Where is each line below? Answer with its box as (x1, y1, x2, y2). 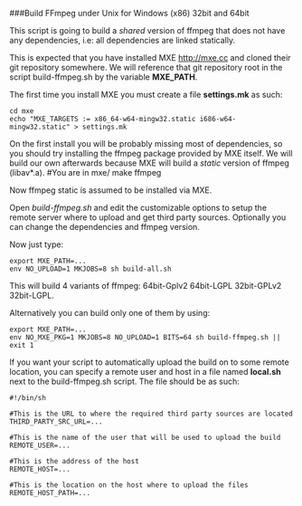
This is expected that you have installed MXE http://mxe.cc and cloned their (9, 53, 291, 62)
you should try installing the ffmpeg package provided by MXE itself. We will (9, 148, 293, 158)
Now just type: (9, 239, 64, 250)
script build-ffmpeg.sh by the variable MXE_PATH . (9, 72, 198, 82)
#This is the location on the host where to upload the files (9, 481, 249, 490)
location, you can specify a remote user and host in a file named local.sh (9, 367, 282, 377)
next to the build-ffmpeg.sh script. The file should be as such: (9, 376, 240, 387)
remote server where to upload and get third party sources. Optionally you (9, 212, 287, 223)
